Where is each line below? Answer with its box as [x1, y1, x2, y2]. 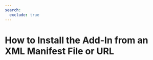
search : [5, 7, 21, 13]
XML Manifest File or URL [5, 45, 115, 57]
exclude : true [9, 12, 39, 17]
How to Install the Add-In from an [5, 34, 148, 46]
